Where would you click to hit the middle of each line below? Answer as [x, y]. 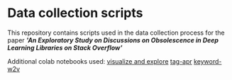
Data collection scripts [75, 13]
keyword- [208, 61]
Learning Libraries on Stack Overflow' [65, 47]
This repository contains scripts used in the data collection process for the [116, 33]
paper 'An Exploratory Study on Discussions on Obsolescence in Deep [113, 40]
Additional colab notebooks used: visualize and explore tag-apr [100, 61]
